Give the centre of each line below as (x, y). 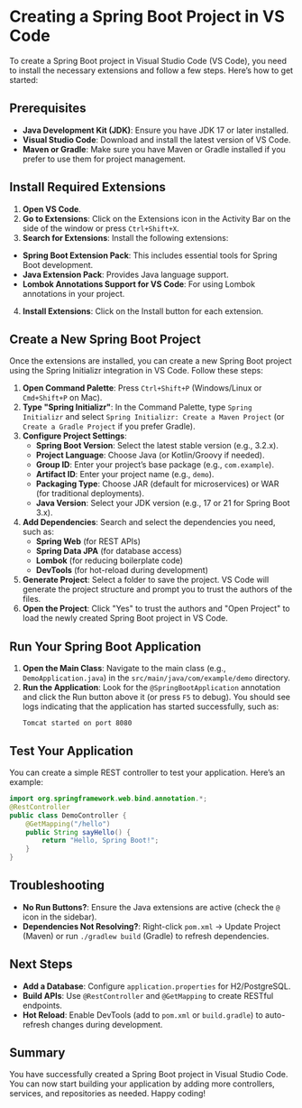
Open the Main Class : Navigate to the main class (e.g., (124, 669)
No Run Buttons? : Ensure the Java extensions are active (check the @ (151, 907)
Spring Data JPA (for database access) (109, 551)
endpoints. (42, 1005)
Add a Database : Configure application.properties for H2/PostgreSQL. (156, 986)
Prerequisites (48, 109)
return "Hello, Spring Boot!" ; (101, 841)
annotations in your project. (73, 293)
